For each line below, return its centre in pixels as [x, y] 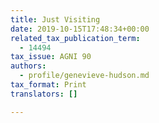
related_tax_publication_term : [75, 38]
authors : [28, 66]
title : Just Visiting [55, 19]
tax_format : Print [48, 85]
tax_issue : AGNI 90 [51, 57]
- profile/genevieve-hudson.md [84, 76]
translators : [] [44, 94]
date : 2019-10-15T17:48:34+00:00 [80, 29]
